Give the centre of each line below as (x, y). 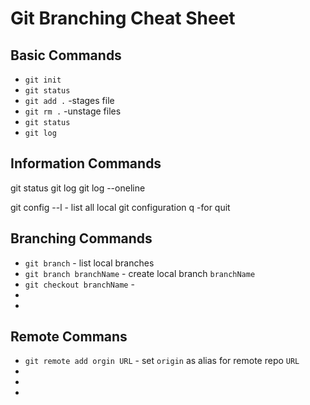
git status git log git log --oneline (78, 188)
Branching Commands (81, 238)
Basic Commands (66, 55)
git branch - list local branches (89, 263)
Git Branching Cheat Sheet (123, 18)
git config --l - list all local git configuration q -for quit (120, 207)
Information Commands (86, 163)
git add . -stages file (69, 100)
